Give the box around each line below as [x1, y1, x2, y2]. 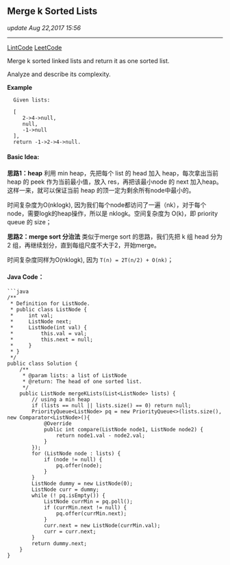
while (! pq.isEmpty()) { [31, 492, 106, 499]
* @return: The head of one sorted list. [22, 378, 142, 385]
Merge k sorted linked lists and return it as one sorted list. [7, 56, 170, 64]
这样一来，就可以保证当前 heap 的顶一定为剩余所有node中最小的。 [7, 187, 195, 195]
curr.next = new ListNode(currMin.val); [43, 522, 161, 529]
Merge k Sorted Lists [7, 5, 98, 17]
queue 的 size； [7, 218, 52, 226]
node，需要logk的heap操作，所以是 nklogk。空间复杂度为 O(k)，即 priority [7, 209, 218, 218]
